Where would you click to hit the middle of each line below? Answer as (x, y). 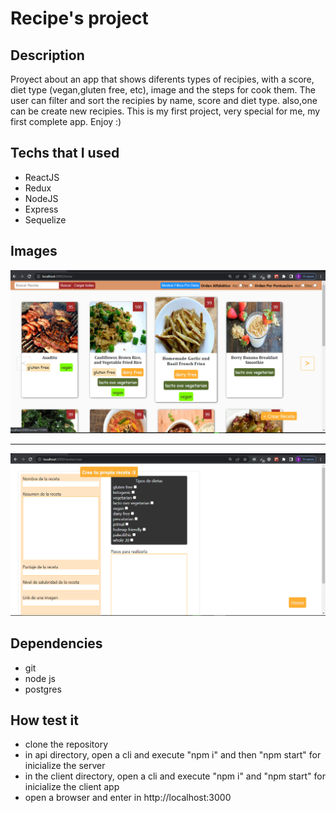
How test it (44, 720)
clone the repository (66, 744)
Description (47, 55)
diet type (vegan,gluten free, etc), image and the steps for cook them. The (163, 90)
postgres (43, 689)
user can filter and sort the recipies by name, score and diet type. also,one (164, 100)
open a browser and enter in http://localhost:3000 (128, 798)
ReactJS (42, 177)
